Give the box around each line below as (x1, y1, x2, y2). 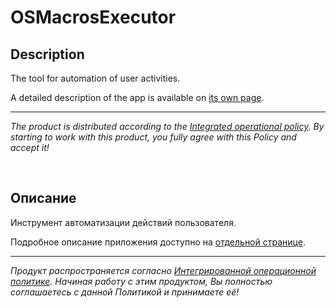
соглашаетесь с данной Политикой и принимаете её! (10, 286, 240, 298)
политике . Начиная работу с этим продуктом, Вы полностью (10, 275, 273, 287)
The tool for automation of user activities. (10, 72, 181, 84)
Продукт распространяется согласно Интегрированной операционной (10, 264, 317, 276)
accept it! (10, 142, 50, 153)
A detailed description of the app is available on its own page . (10, 92, 265, 103)
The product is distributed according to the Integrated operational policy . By (10, 121, 325, 132)
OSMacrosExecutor (10, 6, 177, 29)
